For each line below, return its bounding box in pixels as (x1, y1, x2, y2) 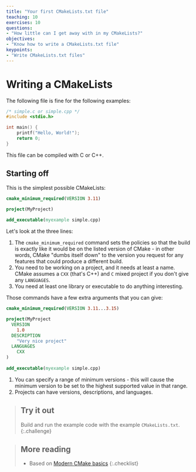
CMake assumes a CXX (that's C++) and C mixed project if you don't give (14, 270, 189, 277)
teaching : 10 (6, 14, 38, 20)
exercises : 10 (6, 19, 41, 25)
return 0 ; (16, 136, 41, 142)
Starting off (6, 169, 49, 179)
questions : (6, 25, 33, 31)
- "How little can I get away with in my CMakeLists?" (6, 31, 143, 36)
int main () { (6, 125, 38, 130)
